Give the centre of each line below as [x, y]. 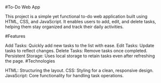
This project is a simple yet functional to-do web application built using [76, 16]
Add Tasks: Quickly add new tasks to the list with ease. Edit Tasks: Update [80, 45]
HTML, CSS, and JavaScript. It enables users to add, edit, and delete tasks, [80, 22]
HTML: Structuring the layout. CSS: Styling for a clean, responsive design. [79, 70]
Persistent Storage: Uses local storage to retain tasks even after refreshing [80, 56]
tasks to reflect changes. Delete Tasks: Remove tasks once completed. [76, 51]
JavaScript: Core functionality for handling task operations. [64, 75]
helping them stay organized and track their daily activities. [64, 27]
